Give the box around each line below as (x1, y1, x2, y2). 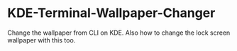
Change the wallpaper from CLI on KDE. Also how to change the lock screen (7, 28, 231, 37)
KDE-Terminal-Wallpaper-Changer (7, 5, 216, 21)
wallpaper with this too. (7, 35, 76, 44)
